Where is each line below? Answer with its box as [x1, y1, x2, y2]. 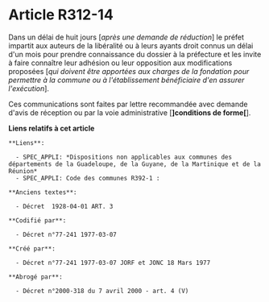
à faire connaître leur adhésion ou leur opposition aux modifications [8, 58, 233, 68]
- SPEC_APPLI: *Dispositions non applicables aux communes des [15, 153, 232, 161]
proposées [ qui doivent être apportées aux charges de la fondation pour [8, 66, 250, 76]
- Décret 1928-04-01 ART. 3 [15, 202, 114, 210]
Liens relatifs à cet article [8, 123, 95, 133]
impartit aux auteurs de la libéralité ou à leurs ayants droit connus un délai [8, 40, 254, 50]
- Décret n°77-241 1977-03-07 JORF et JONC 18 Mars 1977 [15, 259, 211, 267]
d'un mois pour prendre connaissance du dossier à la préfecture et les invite [8, 49, 262, 59]
